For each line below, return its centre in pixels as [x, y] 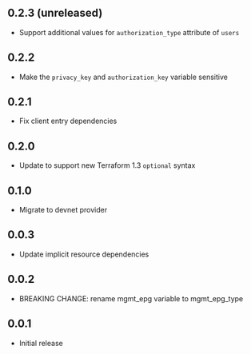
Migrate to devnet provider [63, 210]
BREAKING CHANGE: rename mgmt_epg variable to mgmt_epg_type [131, 298]
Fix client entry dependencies [68, 121]
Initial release [41, 343]
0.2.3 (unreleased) [55, 13]
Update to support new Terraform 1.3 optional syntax [107, 165]
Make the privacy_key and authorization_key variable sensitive [124, 77]
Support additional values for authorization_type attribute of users [129, 32]
